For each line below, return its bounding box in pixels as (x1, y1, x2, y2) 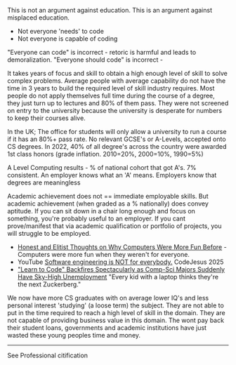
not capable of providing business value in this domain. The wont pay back (7, 316, 225, 324)
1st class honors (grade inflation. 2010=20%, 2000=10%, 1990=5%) (7, 150, 204, 158)
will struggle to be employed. (7, 230, 91, 237)
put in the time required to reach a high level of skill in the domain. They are (7, 309, 226, 317)
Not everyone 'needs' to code (17, 27, 104, 35)
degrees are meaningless (7, 178, 81, 187)
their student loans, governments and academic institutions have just (7, 324, 207, 332)
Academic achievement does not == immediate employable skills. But (7, 192, 209, 200)
